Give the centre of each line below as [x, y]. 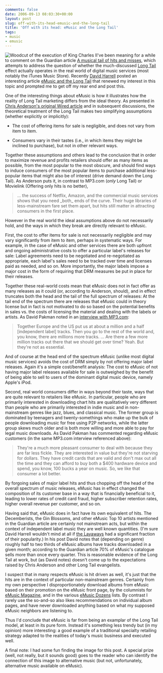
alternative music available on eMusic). [44, 666]
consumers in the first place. [45, 211]
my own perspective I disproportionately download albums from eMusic [77, 584]
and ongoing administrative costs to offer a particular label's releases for [78, 250]
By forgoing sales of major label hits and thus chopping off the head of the [80, 483]
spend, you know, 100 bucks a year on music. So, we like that [78, 468]
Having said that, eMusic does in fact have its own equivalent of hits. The [78, 513]
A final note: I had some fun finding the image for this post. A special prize [80, 650]
